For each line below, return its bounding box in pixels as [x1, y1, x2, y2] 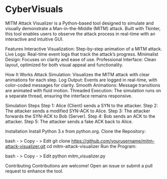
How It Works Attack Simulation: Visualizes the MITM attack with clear [5, 71, 150, 77]
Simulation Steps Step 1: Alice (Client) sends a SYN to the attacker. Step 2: [5, 102, 158, 108]
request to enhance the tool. [5, 168, 63, 174]
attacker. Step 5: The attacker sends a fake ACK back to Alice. [5, 118, 133, 124]
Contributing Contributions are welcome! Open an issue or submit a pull [5, 162, 153, 168]
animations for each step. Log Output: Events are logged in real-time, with [5, 77, 157, 83]
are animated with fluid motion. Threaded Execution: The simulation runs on [5, 87, 161, 93]
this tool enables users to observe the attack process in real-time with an [5, 31, 155, 37]
